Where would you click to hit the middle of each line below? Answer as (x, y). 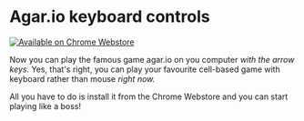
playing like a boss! (46, 106)
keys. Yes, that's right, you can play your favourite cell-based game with (145, 69)
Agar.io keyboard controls (110, 17)
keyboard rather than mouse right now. (82, 78)
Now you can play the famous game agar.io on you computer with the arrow (152, 59)
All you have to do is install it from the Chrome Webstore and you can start (149, 96)
